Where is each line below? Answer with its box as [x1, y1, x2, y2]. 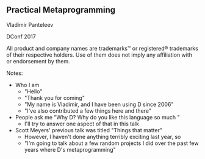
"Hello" [24, 88, 43, 95]
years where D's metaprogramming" [24, 146, 116, 153]
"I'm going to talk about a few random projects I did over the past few [24, 140, 199, 147]
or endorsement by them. [6, 57, 70, 65]
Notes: [6, 69, 23, 77]
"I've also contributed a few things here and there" [24, 107, 151, 115]
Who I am [15, 81, 40, 88]
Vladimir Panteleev [6, 21, 54, 28]
